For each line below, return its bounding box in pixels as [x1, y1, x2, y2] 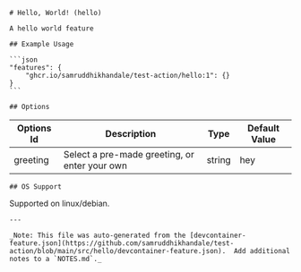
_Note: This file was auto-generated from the [9, 231, 186, 240]
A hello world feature [9, 24, 94, 33]
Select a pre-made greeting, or [63, 149, 194, 160]
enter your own [63, 159, 128, 172]
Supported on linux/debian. [9, 198, 110, 208]
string [206, 154, 231, 166]
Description [105, 128, 157, 140]
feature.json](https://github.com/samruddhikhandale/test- [9, 239, 235, 248]
